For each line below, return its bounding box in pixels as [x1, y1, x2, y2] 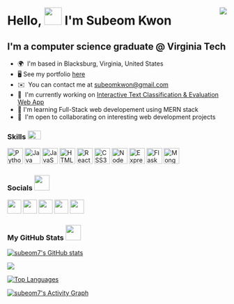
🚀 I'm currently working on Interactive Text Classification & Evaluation [17, 91, 219, 99]
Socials [7, 183, 33, 193]
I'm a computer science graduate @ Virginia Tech [7, 41, 226, 52]
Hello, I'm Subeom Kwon [7, 13, 172, 29]
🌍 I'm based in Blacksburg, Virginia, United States [17, 59, 164, 68]
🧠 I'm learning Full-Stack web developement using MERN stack [17, 106, 198, 113]
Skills [7, 131, 26, 141]
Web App [17, 98, 45, 106]
